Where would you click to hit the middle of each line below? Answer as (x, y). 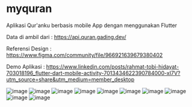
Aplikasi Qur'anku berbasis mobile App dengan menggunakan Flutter (92, 25)
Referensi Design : (29, 48)
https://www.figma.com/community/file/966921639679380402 (85, 55)
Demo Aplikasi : (26, 66)
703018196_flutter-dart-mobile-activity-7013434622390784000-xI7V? (93, 73)
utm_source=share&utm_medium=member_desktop (70, 79)
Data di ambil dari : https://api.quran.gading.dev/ (66, 37)
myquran (29, 9)
